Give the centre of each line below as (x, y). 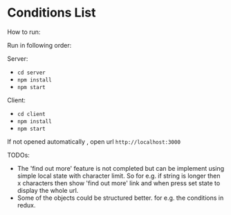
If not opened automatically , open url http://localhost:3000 (94, 141)
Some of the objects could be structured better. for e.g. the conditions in (120, 198)
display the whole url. (48, 190)
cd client (31, 114)
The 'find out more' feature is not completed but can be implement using (121, 168)
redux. (26, 205)
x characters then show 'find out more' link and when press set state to (119, 183)
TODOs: (18, 155)
